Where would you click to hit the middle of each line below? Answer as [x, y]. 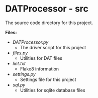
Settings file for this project [48, 79]
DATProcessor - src [47, 9]
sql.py [19, 85]
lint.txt [19, 63]
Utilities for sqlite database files [53, 90]
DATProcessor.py [30, 42]
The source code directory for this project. [49, 23]
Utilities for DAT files [41, 58]
